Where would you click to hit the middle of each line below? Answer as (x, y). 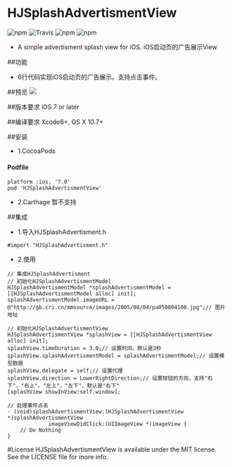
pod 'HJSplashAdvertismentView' (54, 188)
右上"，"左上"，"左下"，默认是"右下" (72, 386)
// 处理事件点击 (28, 406)
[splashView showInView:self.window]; (64, 392)
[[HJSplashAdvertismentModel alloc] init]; (72, 294)
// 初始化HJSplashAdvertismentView (58, 329)
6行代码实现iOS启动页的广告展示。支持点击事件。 (89, 77)
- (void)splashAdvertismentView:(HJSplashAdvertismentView (96, 412)
